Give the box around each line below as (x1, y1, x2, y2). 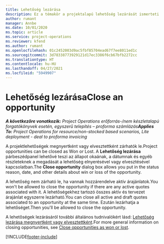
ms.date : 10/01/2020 (5, 25, 48, 30)
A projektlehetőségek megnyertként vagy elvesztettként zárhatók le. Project (5, 143, 158, 149)
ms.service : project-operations (5, 35, 71, 40)
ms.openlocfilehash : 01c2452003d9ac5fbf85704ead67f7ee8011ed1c (5, 48, 138, 53)
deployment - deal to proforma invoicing (5, 134, 88, 140)
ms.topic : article (5, 30, 43, 35)
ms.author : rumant (5, 43, 43, 48)
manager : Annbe (5, 20, 37, 26)
